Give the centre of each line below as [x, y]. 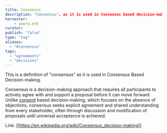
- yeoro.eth [26, 24]
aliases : [14, 42]
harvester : [16, 19]
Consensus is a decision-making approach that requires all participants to [81, 89]
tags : [11, 51]
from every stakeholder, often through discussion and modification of [76, 111]
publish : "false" [23, 33]
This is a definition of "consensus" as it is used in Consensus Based [75, 74]
